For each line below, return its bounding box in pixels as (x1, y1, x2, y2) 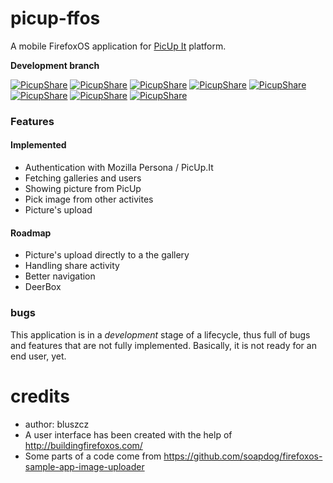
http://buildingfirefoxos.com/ (24, 439, 143, 451)
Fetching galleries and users (24, 172, 142, 184)
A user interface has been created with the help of (24, 428, 233, 441)
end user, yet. (10, 350, 67, 362)
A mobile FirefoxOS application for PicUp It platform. (10, 40, 227, 52)
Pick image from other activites (24, 193, 154, 206)
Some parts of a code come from (24, 450, 162, 462)
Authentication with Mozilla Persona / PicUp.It (24, 162, 214, 174)
